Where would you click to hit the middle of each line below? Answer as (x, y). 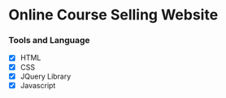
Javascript (38, 85)
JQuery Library (46, 76)
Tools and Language (50, 40)
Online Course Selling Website (113, 15)
